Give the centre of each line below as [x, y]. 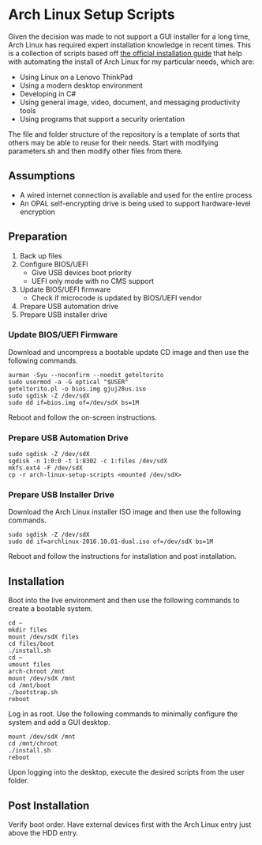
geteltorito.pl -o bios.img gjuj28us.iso [77, 389]
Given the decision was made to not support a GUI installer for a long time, [129, 36]
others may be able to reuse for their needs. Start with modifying [113, 142]
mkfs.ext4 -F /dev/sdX [45, 468]
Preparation [38, 237]
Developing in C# [48, 93]
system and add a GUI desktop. [59, 722]
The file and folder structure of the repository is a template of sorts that [124, 134]
